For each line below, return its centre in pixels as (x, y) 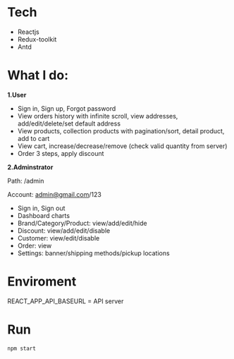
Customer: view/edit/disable (58, 238)
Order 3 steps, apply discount (61, 153)
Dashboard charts (44, 215)
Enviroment (42, 282)
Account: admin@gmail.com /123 (55, 194)
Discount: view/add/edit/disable (64, 231)
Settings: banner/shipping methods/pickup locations (94, 253)
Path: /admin (26, 181)
